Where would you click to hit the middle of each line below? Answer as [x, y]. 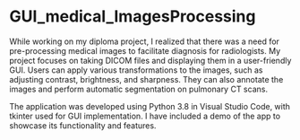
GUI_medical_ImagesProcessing [133, 17]
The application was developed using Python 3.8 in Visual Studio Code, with [150, 106]
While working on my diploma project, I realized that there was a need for [145, 41]
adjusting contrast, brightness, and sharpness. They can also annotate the [146, 79]
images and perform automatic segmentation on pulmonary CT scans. [139, 89]
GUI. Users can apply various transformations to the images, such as [136, 70]
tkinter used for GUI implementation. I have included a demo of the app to [145, 116]
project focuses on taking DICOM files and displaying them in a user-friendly [150, 60]
